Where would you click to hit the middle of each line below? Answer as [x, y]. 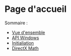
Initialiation [23, 43]
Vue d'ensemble [28, 32]
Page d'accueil [36, 9]
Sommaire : [16, 23]
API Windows [25, 38]
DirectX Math [25, 48]
